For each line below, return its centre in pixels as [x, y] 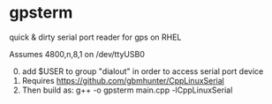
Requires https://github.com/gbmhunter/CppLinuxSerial [123, 80]
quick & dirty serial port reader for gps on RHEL [95, 37]
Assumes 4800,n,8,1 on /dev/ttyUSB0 [77, 54]
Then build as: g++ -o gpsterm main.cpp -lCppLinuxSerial [127, 90]
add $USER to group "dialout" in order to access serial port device [143, 71]
